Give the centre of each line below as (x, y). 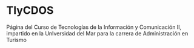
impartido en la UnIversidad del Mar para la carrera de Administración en (97, 33)
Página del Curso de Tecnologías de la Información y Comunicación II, (94, 27)
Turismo (17, 40)
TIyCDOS (30, 10)
